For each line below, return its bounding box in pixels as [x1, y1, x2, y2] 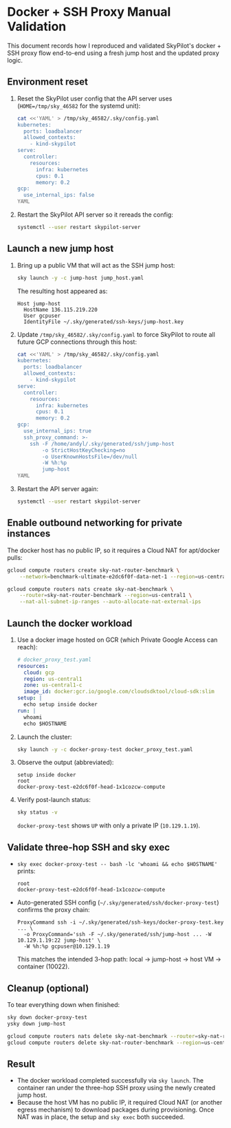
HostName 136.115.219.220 [23, 306, 98, 313]
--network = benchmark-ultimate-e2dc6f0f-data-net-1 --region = [19, 573, 198, 580]
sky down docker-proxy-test [7, 1014, 88, 1021]
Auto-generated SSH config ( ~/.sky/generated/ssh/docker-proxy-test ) [16, 898, 219, 907]
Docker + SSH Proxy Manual [7, 4, 171, 20]
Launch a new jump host [7, 243, 114, 254]
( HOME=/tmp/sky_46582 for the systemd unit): [16, 101, 141, 110]
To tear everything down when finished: [7, 1000, 120, 1008]
